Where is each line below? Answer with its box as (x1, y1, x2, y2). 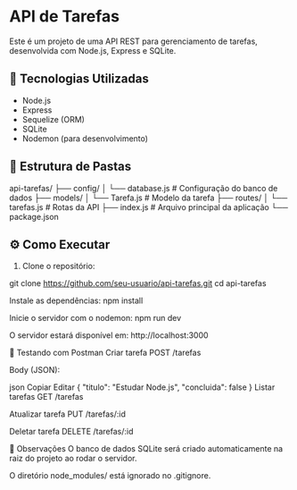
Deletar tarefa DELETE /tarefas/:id (9, 427, 134, 437)
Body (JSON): (9, 365, 61, 376)
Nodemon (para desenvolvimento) (21, 132, 149, 144)
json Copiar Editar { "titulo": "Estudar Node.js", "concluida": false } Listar (9, 382, 276, 393)
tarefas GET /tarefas (9, 392, 84, 402)
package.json (9, 211, 60, 222)
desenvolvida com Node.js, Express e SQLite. (9, 45, 177, 55)
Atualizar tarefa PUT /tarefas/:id (9, 409, 127, 419)
